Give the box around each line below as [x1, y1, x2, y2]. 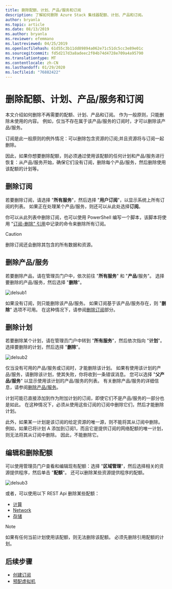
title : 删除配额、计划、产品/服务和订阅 [5, 7, 81, 13]
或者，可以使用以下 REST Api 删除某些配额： [5, 490, 100, 497]
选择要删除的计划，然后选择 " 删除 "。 [5, 344, 83, 350]
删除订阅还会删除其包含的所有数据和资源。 [5, 241, 95, 248]
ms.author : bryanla [5, 31, 47, 37]
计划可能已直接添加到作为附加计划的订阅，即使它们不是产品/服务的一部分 [5, 395, 160, 402]
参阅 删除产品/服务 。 [18, 384, 62, 390]
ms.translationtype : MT [5, 55, 56, 61]
